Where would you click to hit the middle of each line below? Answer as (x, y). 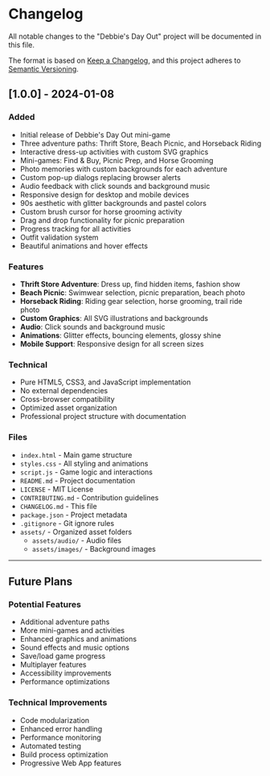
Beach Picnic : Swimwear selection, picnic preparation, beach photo (132, 292)
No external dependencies (64, 391)
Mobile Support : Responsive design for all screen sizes (112, 343)
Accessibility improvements (65, 673)
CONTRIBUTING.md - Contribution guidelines (89, 497)
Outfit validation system (59, 237)
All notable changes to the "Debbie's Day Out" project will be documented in (135, 36)
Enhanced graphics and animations (78, 639)
